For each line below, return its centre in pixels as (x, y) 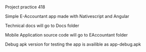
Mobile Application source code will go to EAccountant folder (66, 35)
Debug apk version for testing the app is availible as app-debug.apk (73, 44)
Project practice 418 (25, 7)
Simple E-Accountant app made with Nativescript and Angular (67, 16)
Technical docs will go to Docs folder (42, 26)
